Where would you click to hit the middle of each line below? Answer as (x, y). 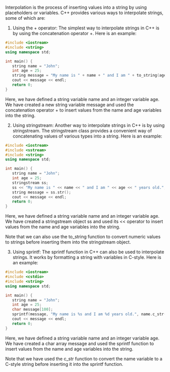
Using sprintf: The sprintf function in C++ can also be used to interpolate (88, 252)
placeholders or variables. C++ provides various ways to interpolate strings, (84, 13)
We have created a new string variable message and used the (70, 105)
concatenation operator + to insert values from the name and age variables (83, 110)
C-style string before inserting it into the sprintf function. (64, 364)
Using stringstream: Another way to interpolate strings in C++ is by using (89, 125)
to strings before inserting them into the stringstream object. (68, 242)
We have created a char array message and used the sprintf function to (80, 343)
